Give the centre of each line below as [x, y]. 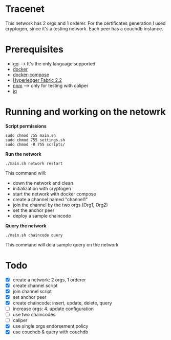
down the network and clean [43, 183]
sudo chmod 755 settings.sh [35, 140]
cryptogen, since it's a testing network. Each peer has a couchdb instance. [84, 28]
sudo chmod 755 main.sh [31, 135]
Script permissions [26, 126]
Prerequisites [35, 50]
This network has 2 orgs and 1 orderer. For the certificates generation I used [85, 23]
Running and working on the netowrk [86, 112]
